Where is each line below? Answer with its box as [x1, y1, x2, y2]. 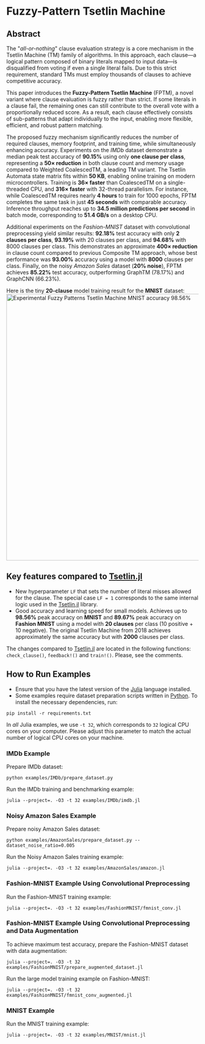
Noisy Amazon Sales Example [6, 811, 96, 820]
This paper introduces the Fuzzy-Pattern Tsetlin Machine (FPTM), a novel [6, 89, 194, 96]
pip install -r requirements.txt [6, 710, 92, 716]
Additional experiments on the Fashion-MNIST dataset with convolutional [6, 223, 190, 230]
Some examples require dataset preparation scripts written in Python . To [15, 692, 198, 699]
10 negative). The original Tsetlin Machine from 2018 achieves [15, 627, 171, 634]
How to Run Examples [6, 669, 91, 680]
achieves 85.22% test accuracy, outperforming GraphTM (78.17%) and [6, 269, 184, 276]
